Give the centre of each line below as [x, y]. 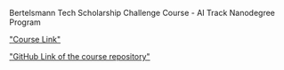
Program [25, 22]
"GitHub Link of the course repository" [80, 56]
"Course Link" [35, 39]
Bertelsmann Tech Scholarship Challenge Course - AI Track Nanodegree [142, 13]
